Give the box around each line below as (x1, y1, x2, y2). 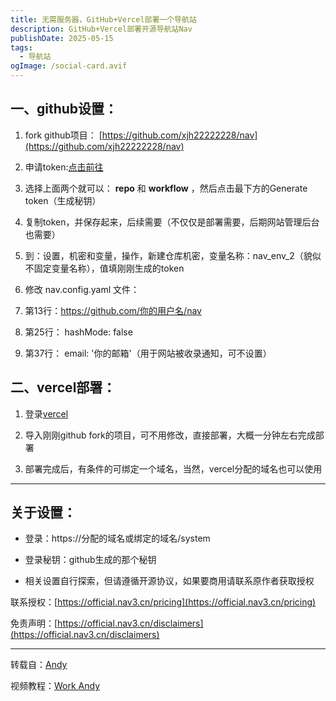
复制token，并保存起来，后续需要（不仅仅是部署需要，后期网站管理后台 (24, 216, 320, 228)
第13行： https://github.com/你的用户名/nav (24, 304, 202, 316)
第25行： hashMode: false (24, 326, 133, 338)
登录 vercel (24, 407, 69, 420)
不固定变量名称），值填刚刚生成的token (24, 262, 185, 274)
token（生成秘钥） (24, 194, 102, 206)
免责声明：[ (10, 617, 58, 630)
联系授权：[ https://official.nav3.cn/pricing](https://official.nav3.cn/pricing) (10, 596, 317, 608)
